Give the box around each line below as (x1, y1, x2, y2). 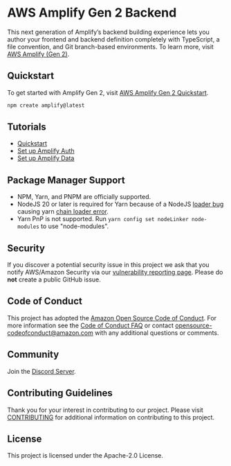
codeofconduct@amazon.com (7, 328, 93, 337)
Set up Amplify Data (17, 154, 75, 162)
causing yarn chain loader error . (17, 207, 109, 216)
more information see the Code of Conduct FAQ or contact (7, 321, 174, 329)
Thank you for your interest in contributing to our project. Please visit (7, 406, 204, 414)
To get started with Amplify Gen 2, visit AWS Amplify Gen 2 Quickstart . (7, 88, 209, 96)
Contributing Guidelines (7, 387, 113, 399)
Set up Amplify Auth (17, 147, 75, 155)
